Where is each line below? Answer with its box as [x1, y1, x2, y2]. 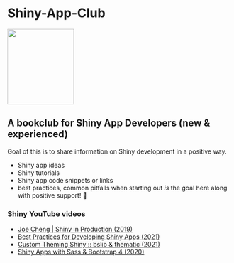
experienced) [7, 128, 69, 140]
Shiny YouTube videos [7, 208, 86, 218]
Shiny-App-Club [7, 5, 106, 21]
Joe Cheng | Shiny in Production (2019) [17, 225, 133, 234]
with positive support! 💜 [17, 190, 87, 200]
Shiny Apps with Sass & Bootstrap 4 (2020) [17, 247, 145, 257]
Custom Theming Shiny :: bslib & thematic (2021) [17, 240, 161, 249]
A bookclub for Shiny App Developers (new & [7, 117, 211, 129]
